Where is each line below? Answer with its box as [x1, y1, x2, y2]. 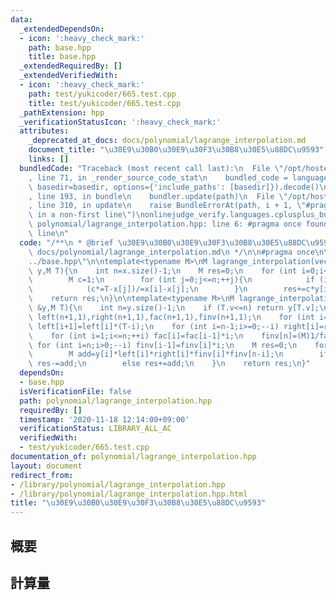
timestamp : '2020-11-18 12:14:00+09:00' [19, 414, 190, 425]
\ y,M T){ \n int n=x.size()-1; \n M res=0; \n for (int [28, 266, 298, 276]
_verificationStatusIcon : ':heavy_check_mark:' [19, 117, 222, 127]
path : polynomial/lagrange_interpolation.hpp [19, 396, 213, 406]
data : [10, 14, 33, 25]
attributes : [19, 126, 70, 136]
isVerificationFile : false [19, 386, 132, 396]
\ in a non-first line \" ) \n [28, 210, 145, 220]
